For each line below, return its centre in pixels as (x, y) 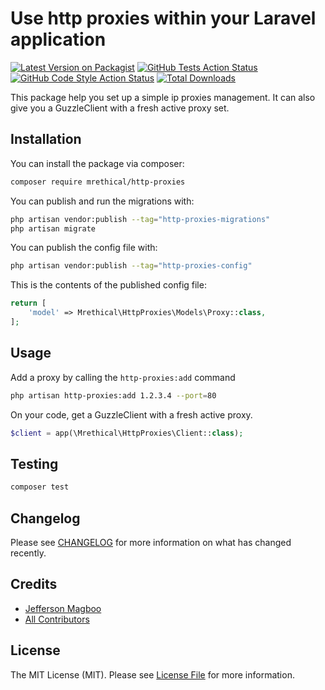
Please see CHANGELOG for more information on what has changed (151, 542)
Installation (46, 139)
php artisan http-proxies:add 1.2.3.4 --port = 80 (113, 395)
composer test (40, 487)
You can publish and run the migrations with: (102, 201)
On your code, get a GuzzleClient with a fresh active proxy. (131, 414)
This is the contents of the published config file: (108, 285)
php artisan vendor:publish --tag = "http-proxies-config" (131, 266)
